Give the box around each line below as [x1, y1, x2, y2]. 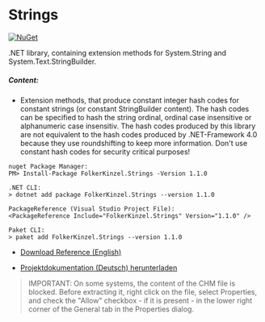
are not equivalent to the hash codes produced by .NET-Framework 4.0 [19, 129, 258, 139]
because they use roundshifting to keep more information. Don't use [19, 138, 248, 148]
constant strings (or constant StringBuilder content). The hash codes [19, 103, 250, 114]
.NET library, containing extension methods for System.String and [8, 48, 227, 57]
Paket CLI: [8, 226, 45, 234]
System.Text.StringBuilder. [8, 56, 97, 66]
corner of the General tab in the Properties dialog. [27, 304, 195, 314]
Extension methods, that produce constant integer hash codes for [19, 95, 240, 105]
